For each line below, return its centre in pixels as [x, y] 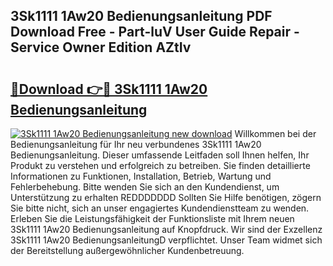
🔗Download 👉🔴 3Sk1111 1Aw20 [109, 89]
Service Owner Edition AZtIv [101, 47]
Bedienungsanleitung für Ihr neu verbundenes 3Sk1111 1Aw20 [136, 144]
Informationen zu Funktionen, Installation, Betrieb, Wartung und [141, 176]
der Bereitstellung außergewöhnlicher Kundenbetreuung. [127, 250]
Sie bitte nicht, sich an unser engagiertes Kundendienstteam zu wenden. [160, 208]
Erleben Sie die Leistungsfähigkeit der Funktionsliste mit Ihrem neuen [152, 218]
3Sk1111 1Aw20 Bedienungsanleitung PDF [141, 16]
